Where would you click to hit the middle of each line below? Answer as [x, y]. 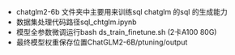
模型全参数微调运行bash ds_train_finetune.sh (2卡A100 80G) [116, 32]
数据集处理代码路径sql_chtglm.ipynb [76, 22]
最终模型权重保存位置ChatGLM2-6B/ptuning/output [102, 42]
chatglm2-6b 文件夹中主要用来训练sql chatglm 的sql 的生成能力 [122, 12]
